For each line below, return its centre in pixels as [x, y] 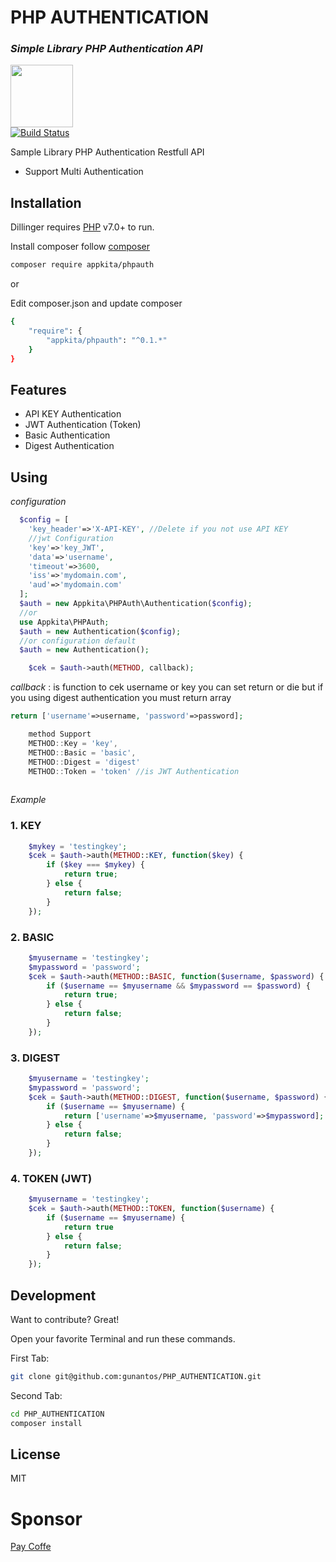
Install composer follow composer [80, 247]
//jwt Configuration [71, 538]
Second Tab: [36, 1395]
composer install [46, 1423]
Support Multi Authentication [84, 172]
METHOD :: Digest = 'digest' [84, 762]
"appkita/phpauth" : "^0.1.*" [107, 340]
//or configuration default [78, 641]
